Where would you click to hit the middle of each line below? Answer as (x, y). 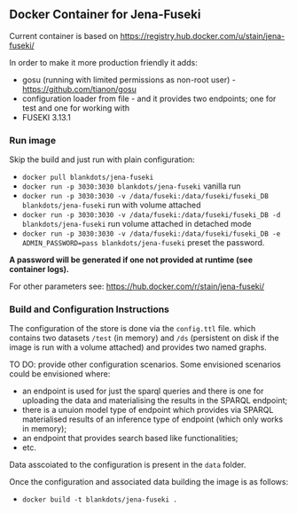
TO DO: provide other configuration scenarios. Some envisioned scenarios (145, 365)
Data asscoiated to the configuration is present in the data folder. (128, 465)
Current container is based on (64, 35)
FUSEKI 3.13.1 (46, 117)
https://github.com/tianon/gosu (79, 89)
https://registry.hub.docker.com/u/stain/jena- (203, 35)
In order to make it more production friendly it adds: (103, 62)
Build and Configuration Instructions (90, 309)
